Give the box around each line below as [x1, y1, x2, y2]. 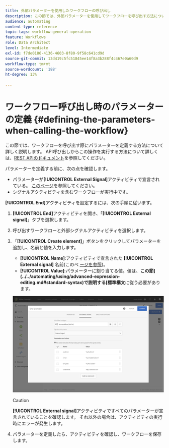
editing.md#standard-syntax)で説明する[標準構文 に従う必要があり [20, 279, 160, 285]
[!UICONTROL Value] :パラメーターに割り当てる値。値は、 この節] [20, 267, 155, 273]
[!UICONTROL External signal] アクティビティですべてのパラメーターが [12, 408, 159, 414]
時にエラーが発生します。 [12, 420, 65, 426]
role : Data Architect [5, 40, 51, 45]
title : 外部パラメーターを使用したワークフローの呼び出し [5, 8, 111, 13]
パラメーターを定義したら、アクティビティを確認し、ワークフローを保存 [12, 431, 162, 437]
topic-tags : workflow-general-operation [5, 29, 92, 35]
